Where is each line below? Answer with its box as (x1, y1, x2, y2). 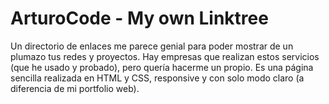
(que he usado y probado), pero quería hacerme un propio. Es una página (10, 61, 314, 73)
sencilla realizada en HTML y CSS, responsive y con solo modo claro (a (10, 72, 305, 84)
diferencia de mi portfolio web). (10, 82, 140, 94)
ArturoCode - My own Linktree (10, 7, 269, 30)
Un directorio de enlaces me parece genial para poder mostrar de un (10, 40, 294, 52)
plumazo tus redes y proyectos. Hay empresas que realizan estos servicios (10, 50, 320, 62)
